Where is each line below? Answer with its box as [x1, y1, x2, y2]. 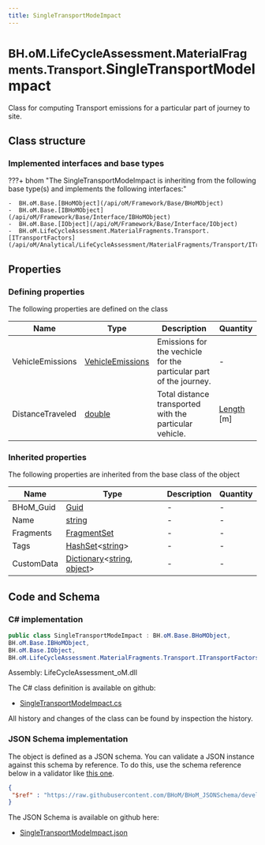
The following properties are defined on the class [8, 304, 168, 313]
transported [157, 398, 201, 409]
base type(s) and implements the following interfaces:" [8, 184, 187, 194]
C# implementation [8, 613, 84, 624]
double [84, 408, 110, 419]
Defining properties [8, 286, 85, 297]
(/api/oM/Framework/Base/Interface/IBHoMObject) [8, 213, 171, 221]
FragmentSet [65, 527, 114, 538]
